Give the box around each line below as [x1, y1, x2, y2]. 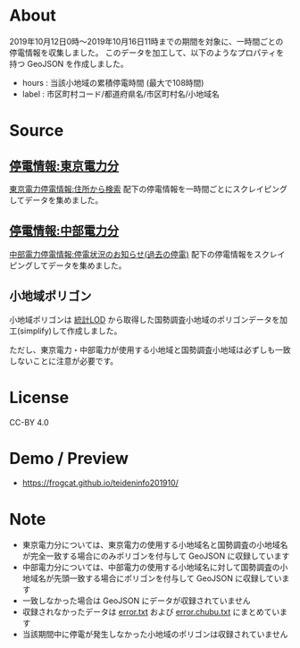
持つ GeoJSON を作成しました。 [9, 58, 129, 69]
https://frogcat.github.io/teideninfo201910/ [21, 477, 179, 488]
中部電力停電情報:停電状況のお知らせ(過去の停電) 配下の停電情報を [9, 248, 254, 259]
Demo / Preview [9, 448, 129, 468]
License [9, 387, 70, 408]
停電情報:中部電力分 [9, 223, 120, 239]
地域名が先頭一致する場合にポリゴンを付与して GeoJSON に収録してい [21, 573, 283, 584]
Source [9, 121, 64, 141]
